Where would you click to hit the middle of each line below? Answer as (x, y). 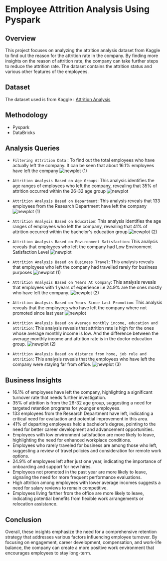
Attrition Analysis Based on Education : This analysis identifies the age (87, 221)
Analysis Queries (32, 148)
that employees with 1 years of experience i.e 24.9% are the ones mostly (87, 288)
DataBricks (24, 132)
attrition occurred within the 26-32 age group (59, 191)
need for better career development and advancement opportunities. (83, 429)
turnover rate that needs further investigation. (59, 398)
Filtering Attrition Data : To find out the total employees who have (83, 160)
